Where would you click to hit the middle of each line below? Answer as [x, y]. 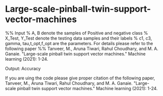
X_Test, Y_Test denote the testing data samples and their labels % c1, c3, [79, 38]
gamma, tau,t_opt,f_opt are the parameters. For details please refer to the [79, 43]
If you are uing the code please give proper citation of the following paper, [80, 78]
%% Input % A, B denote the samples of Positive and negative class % [77, 33]
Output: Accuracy [23, 68]
